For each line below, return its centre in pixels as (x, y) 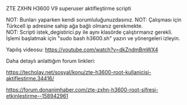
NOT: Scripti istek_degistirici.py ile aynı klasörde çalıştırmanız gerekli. (89, 32)
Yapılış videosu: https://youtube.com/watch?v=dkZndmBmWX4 (82, 50)
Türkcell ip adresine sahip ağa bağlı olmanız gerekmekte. (75, 26)
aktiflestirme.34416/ (30, 78)
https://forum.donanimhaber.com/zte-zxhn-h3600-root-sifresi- (82, 90)
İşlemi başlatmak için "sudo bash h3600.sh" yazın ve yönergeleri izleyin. (93, 38)
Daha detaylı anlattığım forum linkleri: (51, 61)
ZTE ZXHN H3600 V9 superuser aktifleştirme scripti (69, 8)
